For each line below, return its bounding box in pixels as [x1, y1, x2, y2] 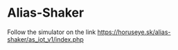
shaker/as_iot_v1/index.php [7, 35, 84, 43]
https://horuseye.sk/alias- [97, 28, 171, 36]
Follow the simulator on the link [7, 28, 96, 36]
